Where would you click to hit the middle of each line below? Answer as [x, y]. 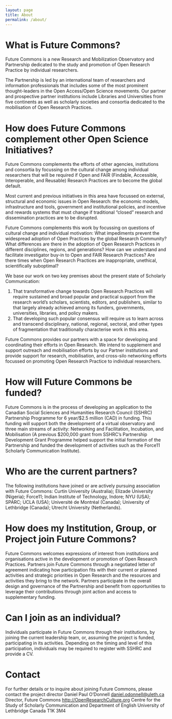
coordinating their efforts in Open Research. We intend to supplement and [83, 345]
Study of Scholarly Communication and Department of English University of [85, 705]
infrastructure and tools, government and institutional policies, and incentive [86, 207]
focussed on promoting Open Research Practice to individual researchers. [83, 361]
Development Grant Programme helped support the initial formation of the [83, 440]
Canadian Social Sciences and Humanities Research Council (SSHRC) [79, 413]
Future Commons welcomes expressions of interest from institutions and [82, 554]
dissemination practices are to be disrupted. [52, 218]
